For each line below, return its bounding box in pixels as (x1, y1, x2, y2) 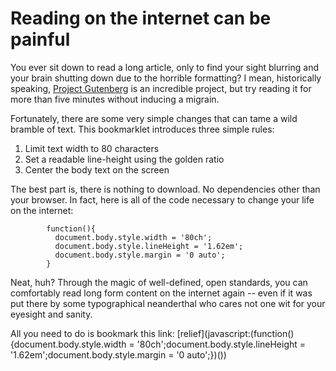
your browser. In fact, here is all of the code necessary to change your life (10, 193, 315, 206)
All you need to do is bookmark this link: (10, 327, 175, 339)
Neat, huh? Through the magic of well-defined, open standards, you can (10, 276, 308, 288)
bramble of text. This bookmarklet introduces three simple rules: (10, 123, 275, 135)
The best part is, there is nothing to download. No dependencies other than (10, 183, 321, 195)
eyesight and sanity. (10, 308, 93, 320)
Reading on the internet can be (10, 7, 272, 30)
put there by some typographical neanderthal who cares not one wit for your (10, 297, 326, 309)
